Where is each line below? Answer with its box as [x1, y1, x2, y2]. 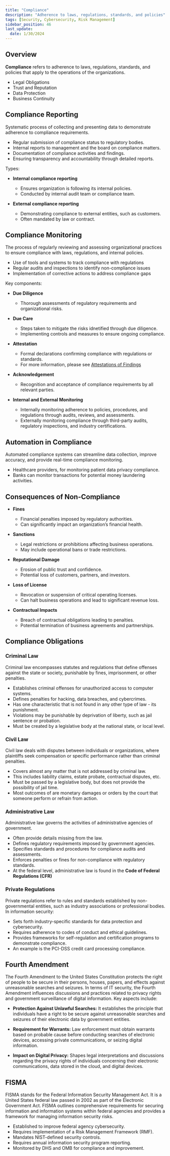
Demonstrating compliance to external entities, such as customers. [20, 210, 161, 216]
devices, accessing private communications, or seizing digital [12, 1037, 142, 1043]
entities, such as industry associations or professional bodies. [35, 903, 165, 909]
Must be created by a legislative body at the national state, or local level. [12, 723, 165, 729]
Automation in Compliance [5, 438, 92, 447]
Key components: [5, 280, 42, 286]
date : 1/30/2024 [10, 31, 44, 36]
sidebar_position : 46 [5, 21, 52, 27]
